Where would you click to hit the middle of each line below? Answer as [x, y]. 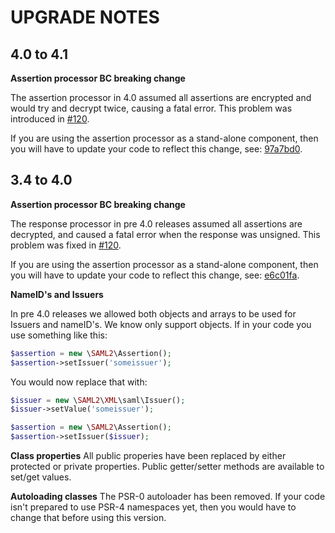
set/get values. [41, 477]
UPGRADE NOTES [85, 17]
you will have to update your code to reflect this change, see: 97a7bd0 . [156, 149]
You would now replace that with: [79, 382]
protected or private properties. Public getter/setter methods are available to [167, 467]
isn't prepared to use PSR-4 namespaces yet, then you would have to [153, 507]
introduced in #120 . [50, 119]
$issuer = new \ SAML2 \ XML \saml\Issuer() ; [98, 400]
